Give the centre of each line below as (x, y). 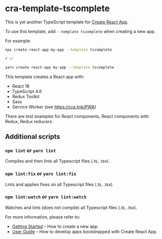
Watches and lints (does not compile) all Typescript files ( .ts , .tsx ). (71, 207)
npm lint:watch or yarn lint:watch (46, 197)
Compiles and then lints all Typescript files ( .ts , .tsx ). (58, 161)
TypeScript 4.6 (27, 91)
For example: (18, 41)
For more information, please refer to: (43, 217)
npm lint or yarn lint (30, 150)
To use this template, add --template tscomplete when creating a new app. (80, 31)
